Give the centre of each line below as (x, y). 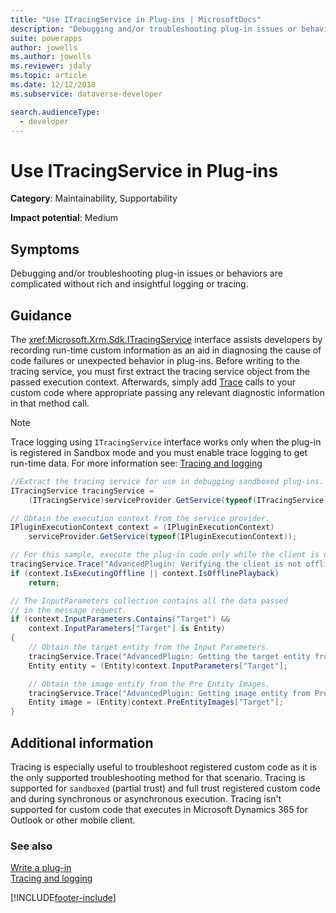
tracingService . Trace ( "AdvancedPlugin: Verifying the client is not (156, 564)
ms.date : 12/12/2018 (53, 85)
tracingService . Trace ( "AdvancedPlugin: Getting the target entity (169, 656)
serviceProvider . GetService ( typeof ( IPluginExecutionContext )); (163, 537)
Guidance (41, 315)
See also (31, 846)
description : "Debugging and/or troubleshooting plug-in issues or (154, 29)
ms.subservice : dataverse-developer (86, 94)
